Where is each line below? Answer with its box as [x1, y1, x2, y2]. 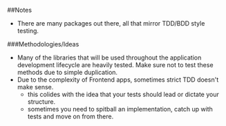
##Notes [7, 6, 32, 14]
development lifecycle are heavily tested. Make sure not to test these [17, 61, 214, 69]
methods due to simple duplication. [17, 69, 118, 76]
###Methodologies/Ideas [7, 40, 79, 48]
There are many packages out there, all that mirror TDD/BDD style [17, 19, 205, 27]
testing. [17, 27, 39, 35]
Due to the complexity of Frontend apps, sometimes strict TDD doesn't [17, 75, 219, 84]
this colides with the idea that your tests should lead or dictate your [27, 90, 220, 98]
